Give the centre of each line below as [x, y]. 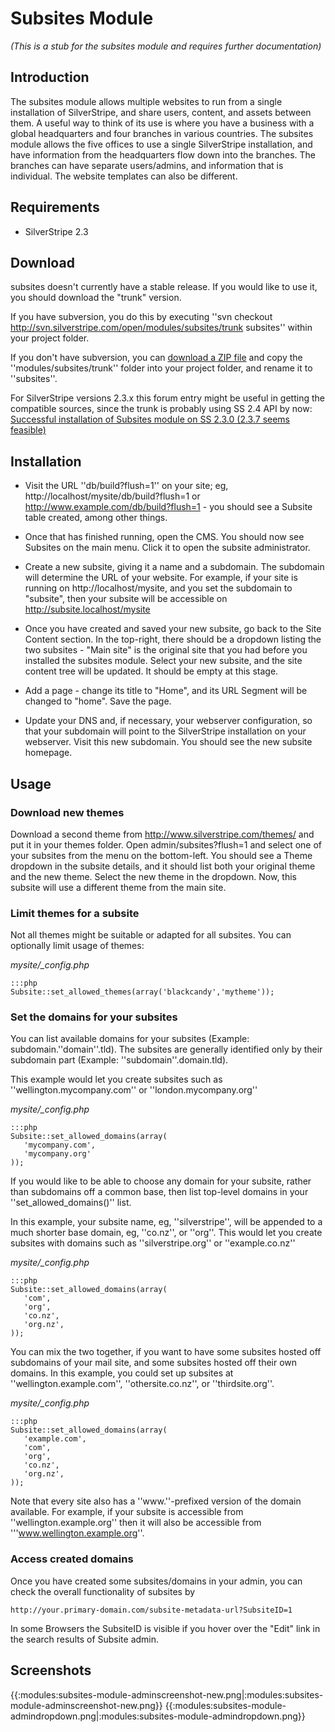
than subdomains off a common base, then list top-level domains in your [159, 1192]
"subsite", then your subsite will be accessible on [126, 599]
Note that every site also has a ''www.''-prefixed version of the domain [156, 1501]
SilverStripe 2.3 [56, 231]
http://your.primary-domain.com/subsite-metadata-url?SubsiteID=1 [151, 1610]
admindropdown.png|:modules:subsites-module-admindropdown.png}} [158, 1716]
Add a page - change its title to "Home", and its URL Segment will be [166, 691]
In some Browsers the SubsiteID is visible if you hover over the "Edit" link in [165, 1628]
